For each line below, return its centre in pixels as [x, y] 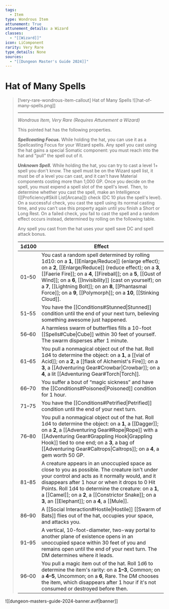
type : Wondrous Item [27, 19]
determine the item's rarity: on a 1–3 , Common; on [101, 570]
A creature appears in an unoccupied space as [97, 463]
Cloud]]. [51, 299]
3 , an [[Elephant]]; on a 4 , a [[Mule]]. [85, 501]
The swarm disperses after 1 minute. [85, 341]
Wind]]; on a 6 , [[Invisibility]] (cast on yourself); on [101, 280]
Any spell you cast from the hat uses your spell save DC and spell [85, 229]
